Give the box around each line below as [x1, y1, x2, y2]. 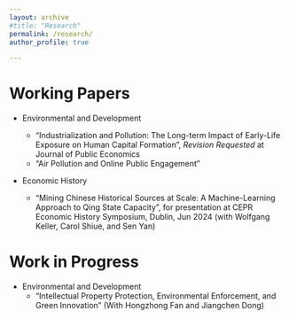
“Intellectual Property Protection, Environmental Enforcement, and [35, 291, 277, 301]
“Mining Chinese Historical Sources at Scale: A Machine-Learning [35, 192, 277, 204]
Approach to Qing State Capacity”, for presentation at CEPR [35, 202, 254, 213]
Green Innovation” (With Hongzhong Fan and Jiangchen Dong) [35, 300, 264, 311]
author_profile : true [9, 37, 90, 47]
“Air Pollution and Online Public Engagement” [35, 159, 201, 169]
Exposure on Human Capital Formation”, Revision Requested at [35, 139, 264, 151]
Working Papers [9, 83, 130, 104]
